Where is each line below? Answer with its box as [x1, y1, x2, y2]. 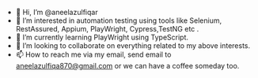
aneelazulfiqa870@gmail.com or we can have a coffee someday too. [15, 61, 240, 70]
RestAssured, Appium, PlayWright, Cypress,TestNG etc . [15, 24, 199, 33]
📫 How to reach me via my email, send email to [15, 50, 172, 59]
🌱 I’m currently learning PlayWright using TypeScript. [15, 32, 188, 42]
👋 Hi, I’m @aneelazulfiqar [15, 8, 98, 17]
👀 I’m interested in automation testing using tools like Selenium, [15, 16, 222, 25]
